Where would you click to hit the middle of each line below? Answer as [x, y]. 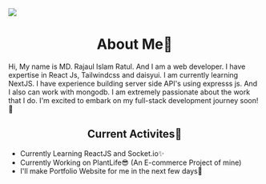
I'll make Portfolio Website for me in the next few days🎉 [111, 170]
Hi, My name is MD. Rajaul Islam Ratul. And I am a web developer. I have [127, 66]
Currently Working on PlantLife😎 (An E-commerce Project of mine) [131, 162]
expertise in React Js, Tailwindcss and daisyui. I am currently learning [123, 74]
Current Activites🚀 [135, 134]
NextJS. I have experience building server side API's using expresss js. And [133, 83]
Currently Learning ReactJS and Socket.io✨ [92, 153]
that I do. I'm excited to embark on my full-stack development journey [123, 100]
